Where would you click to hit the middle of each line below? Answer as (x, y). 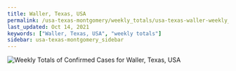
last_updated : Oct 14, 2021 (48, 27)
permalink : (23, 20)
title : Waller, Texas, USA (47, 14)
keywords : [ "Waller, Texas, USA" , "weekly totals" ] (84, 33)
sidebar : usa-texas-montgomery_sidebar (66, 40)
